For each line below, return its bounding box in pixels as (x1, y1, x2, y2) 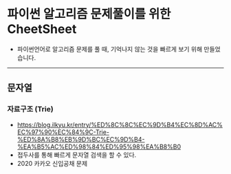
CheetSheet (7, 21, 77, 37)
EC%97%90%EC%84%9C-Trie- (16, 128, 110, 136)
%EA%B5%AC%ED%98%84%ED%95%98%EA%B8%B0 (16, 142, 181, 151)
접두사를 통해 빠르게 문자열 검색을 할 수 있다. (16, 151, 137, 159)
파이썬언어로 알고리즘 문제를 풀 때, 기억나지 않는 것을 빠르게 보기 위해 (16, 45, 203, 53)
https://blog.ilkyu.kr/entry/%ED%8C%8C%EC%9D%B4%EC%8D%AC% (16, 120, 223, 129)
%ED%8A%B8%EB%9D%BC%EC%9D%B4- (16, 135, 145, 143)
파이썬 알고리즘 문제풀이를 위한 (7, 6, 171, 22)
